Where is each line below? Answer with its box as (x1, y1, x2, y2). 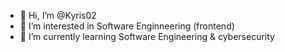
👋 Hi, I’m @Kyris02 (19, 10, 97, 21)
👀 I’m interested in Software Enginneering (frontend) (19, 20, 235, 32)
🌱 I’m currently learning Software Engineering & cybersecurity (19, 31, 275, 42)
